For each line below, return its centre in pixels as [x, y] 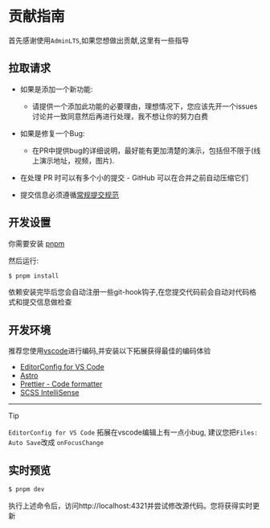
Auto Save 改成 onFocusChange [56, 443]
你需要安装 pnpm [37, 243]
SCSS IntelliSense [49, 393]
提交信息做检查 [47, 302]
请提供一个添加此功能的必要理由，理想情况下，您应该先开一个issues [145, 106]
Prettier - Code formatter [61, 384]
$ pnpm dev [27, 489]
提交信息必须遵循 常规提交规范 [69, 195]
